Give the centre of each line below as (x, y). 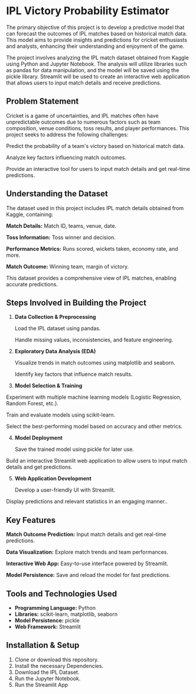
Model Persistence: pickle (47, 620)
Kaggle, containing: (30, 214)
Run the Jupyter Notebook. (48, 678)
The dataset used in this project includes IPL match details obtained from (95, 208)
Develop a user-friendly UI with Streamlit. (65, 490)
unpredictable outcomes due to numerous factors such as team (84, 122)
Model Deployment (39, 438)
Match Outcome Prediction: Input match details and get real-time (86, 534)
